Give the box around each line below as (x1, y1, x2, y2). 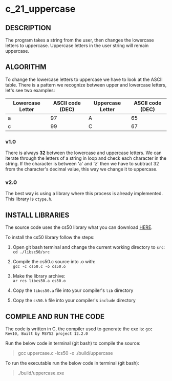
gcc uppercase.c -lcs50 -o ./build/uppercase (17, 350, 114, 356)
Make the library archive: (12, 273, 66, 279)
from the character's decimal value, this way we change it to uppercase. (5, 166, 158, 172)
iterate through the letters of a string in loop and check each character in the (5, 155, 167, 161)
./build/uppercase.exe (17, 370, 64, 376)
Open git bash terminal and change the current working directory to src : (12, 244, 165, 250)
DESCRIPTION (5, 24, 51, 32)
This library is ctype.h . (5, 196, 53, 202)
